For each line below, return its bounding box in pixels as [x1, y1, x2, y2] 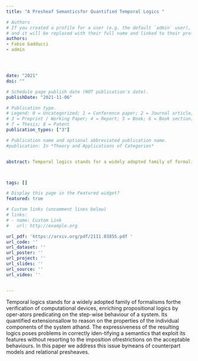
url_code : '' [6, 239, 38, 245]
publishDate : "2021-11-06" [6, 94, 72, 100]
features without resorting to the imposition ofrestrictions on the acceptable [6, 336, 190, 343]
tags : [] [6, 180, 28, 186]
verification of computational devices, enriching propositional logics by [6, 304, 179, 312]
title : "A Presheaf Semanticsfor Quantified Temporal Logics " [6, 8, 165, 15]
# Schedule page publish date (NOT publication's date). [6, 89, 149, 95]
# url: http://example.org [6, 223, 78, 228]
